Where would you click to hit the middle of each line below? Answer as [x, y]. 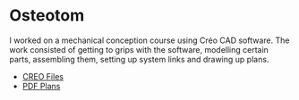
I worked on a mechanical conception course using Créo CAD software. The [149, 40]
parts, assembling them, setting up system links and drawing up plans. [139, 59]
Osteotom [47, 16]
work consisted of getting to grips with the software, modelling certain [139, 49]
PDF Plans [41, 86]
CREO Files [43, 76]
